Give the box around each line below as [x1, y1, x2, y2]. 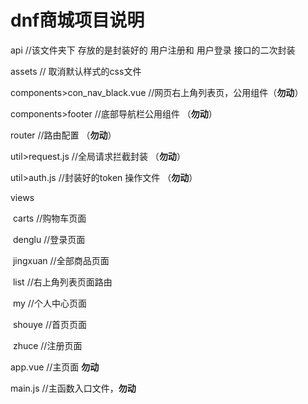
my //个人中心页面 [12, 297, 87, 309]
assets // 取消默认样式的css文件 [10, 65, 142, 77]
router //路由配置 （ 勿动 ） [10, 129, 117, 141]
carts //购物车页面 [12, 212, 87, 224]
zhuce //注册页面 [12, 339, 83, 351]
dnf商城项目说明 [10, 9, 145, 32]
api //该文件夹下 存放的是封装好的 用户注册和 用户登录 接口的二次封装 [10, 44, 296, 56]
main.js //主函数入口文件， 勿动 [10, 382, 137, 394]
